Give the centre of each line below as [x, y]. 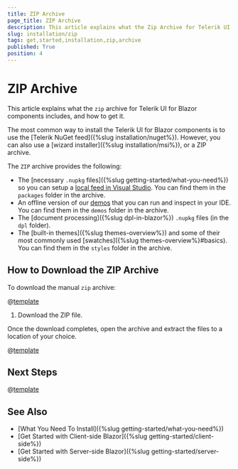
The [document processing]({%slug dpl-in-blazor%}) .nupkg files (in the [123, 217]
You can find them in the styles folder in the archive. [95, 248]
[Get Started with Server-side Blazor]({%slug [83, 451]
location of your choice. [42, 336]
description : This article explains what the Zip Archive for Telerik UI [119, 27]
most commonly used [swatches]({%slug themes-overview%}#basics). [122, 240]
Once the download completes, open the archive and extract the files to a [115, 328]
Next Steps [32, 373]
